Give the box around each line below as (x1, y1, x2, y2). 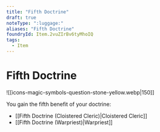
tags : (6, 37, 20, 43)
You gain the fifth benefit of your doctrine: (6, 101, 112, 108)
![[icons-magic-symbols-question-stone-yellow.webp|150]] (6, 88, 155, 96)
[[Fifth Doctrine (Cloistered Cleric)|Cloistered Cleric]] (15, 112, 147, 119)
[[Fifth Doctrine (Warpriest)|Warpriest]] (15, 119, 113, 126)
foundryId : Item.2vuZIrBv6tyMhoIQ (6, 31, 94, 38)
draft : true (6, 15, 36, 21)
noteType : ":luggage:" (6, 20, 64, 26)
